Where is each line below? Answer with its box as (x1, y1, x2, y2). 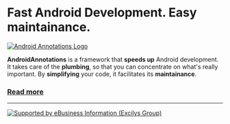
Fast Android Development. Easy (7, 5, 197, 21)
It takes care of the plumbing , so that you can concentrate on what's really (7, 62, 218, 71)
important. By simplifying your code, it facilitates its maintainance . (7, 70, 197, 78)
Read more (7, 87, 44, 97)
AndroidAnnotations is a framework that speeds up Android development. (7, 55, 219, 63)
